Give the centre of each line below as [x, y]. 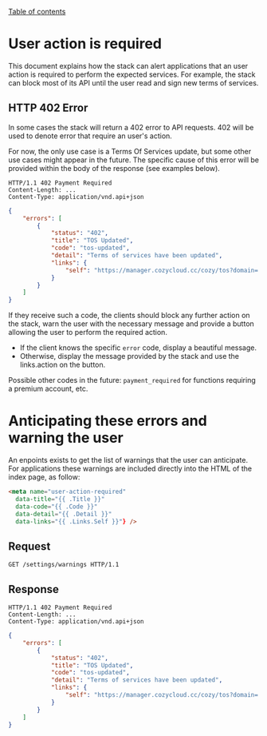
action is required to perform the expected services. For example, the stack [132, 74]
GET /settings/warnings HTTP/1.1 [64, 565]
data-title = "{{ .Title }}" [60, 499]
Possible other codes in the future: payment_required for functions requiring [132, 380]
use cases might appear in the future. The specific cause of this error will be [133, 160]
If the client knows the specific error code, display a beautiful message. [138, 348]
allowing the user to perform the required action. [88, 332]
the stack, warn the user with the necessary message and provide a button [132, 324]
